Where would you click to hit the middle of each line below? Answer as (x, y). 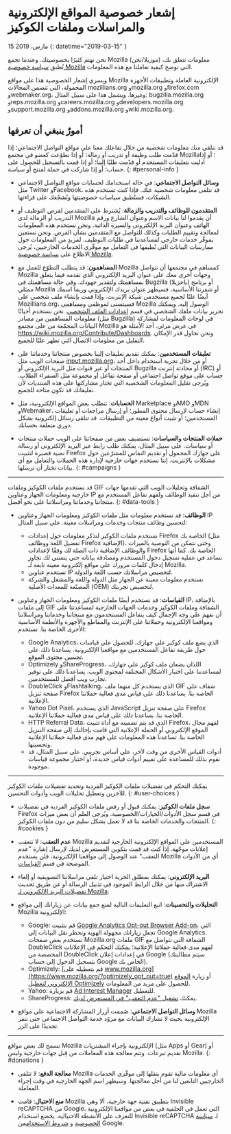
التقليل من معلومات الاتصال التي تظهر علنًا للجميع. (81, 340)
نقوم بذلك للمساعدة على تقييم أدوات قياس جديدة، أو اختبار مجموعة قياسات (124, 758)
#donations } (26, 1060)
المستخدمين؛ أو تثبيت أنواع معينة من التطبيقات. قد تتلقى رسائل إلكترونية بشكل (118, 418)
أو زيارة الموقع (193, 976)
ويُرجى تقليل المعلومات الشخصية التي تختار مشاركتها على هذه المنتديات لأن (113, 383)
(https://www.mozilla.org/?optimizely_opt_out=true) (100, 976)
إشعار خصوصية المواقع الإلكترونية (92, 13)
